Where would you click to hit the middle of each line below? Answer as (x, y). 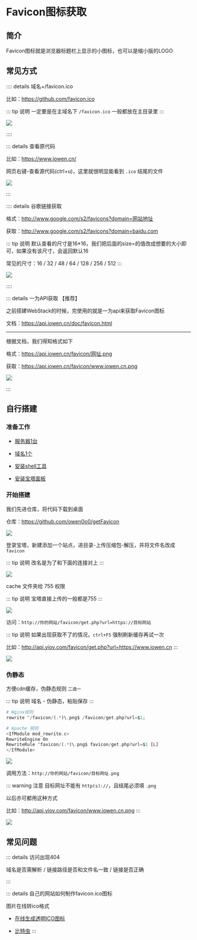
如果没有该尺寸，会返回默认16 (52, 251)
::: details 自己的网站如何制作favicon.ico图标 (59, 894)
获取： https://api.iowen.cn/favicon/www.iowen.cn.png (72, 366)
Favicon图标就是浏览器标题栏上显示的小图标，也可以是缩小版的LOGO (89, 51)
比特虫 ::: (25, 931)
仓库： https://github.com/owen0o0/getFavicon (63, 521)
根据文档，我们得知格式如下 (40, 341)
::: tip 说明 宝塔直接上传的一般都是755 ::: (54, 598)
